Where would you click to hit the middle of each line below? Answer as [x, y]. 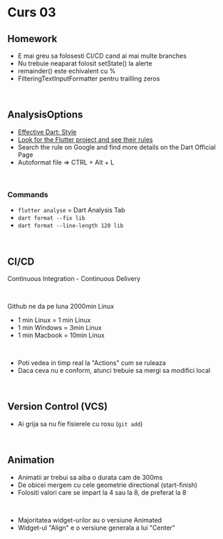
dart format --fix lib [51, 218]
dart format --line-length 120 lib [71, 226]
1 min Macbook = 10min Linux [61, 335]
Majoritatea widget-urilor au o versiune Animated [90, 520]
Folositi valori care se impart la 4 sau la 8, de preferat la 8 [102, 492]
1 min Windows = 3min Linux [59, 327]
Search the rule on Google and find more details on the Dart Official [116, 147]
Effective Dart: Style [47, 132]
